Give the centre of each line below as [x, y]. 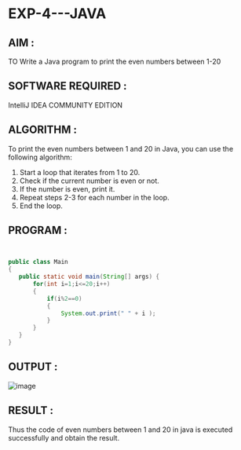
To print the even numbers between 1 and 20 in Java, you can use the [121, 148]
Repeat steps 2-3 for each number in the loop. [95, 197]
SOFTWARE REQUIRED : [68, 86]
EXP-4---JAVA [57, 14]
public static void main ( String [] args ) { [89, 277]
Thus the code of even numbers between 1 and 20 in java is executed [120, 430]
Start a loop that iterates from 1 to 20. [80, 172]
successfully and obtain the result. [64, 437]
